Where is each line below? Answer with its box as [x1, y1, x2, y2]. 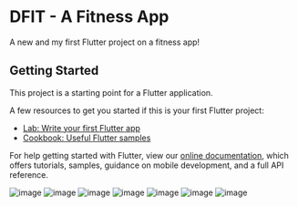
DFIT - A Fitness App [9, 6, 170, 27]
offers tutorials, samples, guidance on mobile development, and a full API [9, 160, 284, 171]
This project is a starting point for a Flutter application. [9, 87, 213, 98]
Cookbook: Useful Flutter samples [22, 132, 151, 143]
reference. [9, 169, 48, 180]
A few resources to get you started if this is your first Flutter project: [9, 105, 264, 116]
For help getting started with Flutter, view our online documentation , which [9, 150, 290, 160]
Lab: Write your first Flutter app [22, 122, 141, 133]
